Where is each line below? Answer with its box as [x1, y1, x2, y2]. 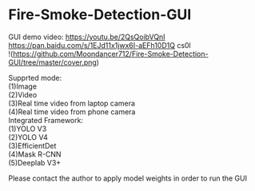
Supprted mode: [8, 73, 62, 82]
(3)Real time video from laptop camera [8, 98, 136, 108]
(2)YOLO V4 [8, 132, 48, 141]
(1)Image [8, 82, 38, 91]
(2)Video [8, 90, 38, 99]
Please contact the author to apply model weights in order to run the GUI [8, 173, 248, 183]
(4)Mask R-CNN [8, 149, 62, 159]
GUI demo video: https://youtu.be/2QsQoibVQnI [8, 32, 165, 42]
